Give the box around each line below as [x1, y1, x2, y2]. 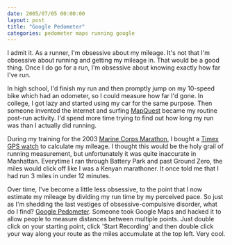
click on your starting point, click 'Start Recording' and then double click [7, 222, 214, 230]
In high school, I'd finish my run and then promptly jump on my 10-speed [7, 84, 215, 93]
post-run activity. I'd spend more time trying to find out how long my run [7, 114, 214, 122]
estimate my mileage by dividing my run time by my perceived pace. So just [7, 193, 224, 201]
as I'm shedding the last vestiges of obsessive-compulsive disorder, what [7, 200, 217, 209]
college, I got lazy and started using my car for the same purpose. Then [7, 99, 213, 108]
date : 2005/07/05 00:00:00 [7, 10, 85, 17]
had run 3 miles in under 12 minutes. [7, 172, 111, 180]
